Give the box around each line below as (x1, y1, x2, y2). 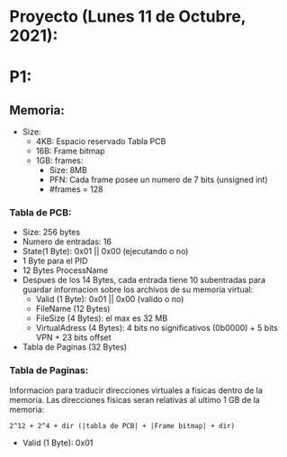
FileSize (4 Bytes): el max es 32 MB (35, 313, 168, 324)
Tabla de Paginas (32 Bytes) (22, 342, 128, 352)
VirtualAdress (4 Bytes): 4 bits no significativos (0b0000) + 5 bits (35, 323, 279, 334)
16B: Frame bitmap (35, 146, 105, 157)
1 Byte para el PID (22, 255, 88, 267)
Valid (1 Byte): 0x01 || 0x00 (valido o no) (35, 294, 184, 305)
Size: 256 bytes (22, 227, 81, 238)
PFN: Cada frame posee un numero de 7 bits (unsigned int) (49, 174, 268, 186)
